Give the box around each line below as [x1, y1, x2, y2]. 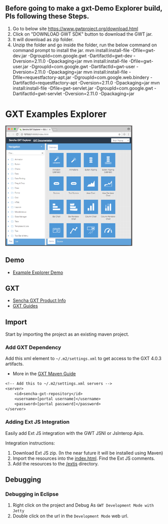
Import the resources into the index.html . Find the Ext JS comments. [12, 455, 155, 461]
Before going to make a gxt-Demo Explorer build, [5, 4, 162, 13]
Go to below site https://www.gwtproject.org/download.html [12, 25, 139, 32]
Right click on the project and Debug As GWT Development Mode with [12, 502, 154, 508]
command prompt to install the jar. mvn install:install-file [12, 47, 130, 53]
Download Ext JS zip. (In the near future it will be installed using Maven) [12, 450, 163, 456]
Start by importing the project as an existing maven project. [5, 331, 129, 338]
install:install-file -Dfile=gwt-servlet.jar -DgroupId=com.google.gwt [12, 85, 153, 91]
